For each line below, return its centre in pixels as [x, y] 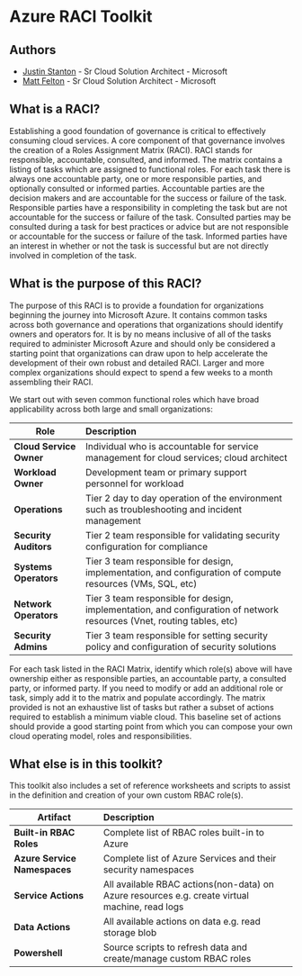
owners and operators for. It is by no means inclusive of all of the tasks [140, 334]
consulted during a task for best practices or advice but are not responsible [149, 226]
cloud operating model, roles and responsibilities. [101, 736]
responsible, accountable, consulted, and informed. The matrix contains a [146, 159]
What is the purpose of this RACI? [106, 284]
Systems [33, 566]
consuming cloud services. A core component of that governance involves [147, 140]
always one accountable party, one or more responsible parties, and [136, 178]
